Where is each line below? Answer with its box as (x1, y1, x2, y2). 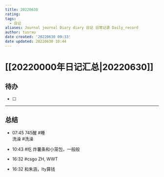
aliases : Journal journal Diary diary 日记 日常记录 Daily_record (5, 25, 139, 30)
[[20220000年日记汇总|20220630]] (5, 62, 154, 72)
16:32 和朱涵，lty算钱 (12, 166, 55, 172)
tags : (5, 16, 16, 21)
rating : (5, 12, 21, 17)
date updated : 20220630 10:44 (5, 39, 67, 44)
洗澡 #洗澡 (12, 135, 34, 142)
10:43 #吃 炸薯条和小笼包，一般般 (12, 146, 80, 152)
